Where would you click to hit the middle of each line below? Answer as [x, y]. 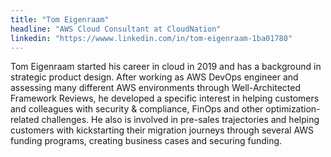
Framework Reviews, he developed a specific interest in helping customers [165, 98]
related [25, 120]
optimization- [293, 109]
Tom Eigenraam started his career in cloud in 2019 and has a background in [166, 67]
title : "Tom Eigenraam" [60, 19]
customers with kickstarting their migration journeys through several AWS [162, 130]
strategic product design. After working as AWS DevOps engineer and [154, 77]
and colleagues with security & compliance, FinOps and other [137, 109]
